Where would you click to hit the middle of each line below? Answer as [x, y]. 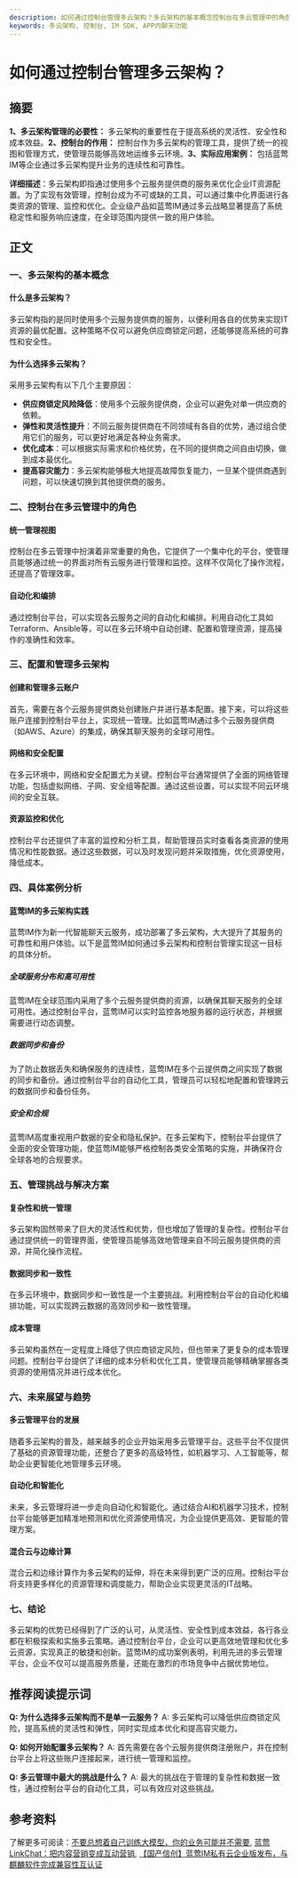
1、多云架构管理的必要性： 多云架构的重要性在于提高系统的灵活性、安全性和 [148, 131]
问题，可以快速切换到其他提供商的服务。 [96, 482]
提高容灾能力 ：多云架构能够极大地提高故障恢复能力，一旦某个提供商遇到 [154, 471]
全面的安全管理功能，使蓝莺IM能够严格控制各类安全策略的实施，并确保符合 [146, 1149]
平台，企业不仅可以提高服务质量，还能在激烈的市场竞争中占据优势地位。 [141, 1664]
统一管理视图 [32, 529]
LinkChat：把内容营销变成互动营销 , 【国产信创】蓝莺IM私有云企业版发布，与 [149, 1854]
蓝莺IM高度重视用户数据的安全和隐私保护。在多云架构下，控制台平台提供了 [146, 1137]
